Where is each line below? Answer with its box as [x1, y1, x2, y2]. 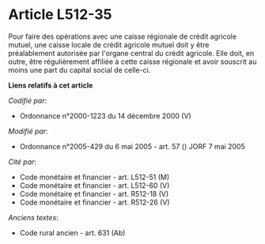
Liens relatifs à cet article [8, 81, 93, 90]
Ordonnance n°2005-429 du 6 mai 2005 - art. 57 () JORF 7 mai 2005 [19, 141, 245, 151]
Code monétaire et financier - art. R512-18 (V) [19, 189, 169, 198]
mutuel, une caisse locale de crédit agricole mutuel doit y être [8, 39, 210, 49]
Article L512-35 [8, 6, 112, 24]
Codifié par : [8, 96, 47, 105]
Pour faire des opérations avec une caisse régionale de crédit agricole [8, 32, 237, 41]
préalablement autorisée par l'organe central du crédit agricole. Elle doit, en [8, 48, 255, 58]
